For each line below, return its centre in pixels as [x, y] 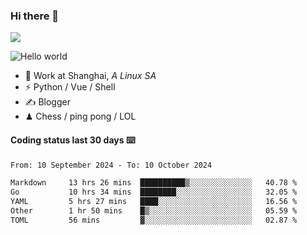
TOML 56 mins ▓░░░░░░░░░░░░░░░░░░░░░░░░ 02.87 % [154, 220]
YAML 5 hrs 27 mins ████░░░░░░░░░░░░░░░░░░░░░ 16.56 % [154, 202]
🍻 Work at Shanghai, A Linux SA [90, 76]
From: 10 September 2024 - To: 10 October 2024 [111, 165]
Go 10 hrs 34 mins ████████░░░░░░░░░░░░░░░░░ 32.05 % [154, 192]
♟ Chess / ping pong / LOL [80, 116]
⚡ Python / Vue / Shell [70, 87]
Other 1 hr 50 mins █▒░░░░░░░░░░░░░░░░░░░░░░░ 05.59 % [154, 211]
